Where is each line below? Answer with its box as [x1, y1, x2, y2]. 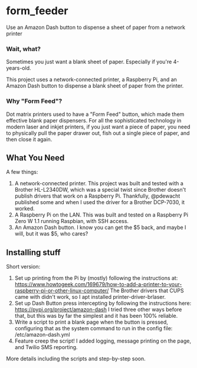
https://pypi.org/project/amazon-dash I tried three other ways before [14, 306, 182, 313]
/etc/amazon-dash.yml [14, 331, 70, 338]
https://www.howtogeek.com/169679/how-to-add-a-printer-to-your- [14, 281, 182, 288]
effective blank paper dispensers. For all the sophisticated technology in [6, 117, 182, 124]
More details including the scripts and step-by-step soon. [6, 355, 146, 362]
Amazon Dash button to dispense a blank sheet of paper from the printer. [6, 82, 184, 89]
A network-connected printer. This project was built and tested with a [14, 180, 184, 187]
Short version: [6, 263, 41, 270]
